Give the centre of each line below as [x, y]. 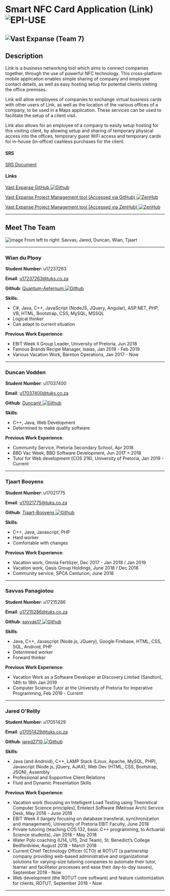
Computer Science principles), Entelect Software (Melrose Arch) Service [88, 808]
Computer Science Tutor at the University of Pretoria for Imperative [82, 688]
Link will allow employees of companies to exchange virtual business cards [83, 99]
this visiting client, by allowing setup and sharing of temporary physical [79, 131]
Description [24, 56]
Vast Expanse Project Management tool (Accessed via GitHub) [70, 197]
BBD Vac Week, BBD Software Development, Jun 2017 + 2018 [77, 453]
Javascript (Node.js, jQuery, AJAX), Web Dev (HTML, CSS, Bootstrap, [85, 767]
